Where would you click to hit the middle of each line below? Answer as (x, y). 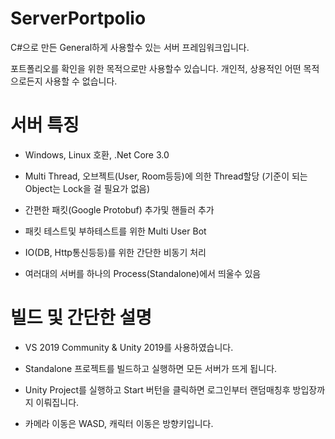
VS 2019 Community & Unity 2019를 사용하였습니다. (129, 347)
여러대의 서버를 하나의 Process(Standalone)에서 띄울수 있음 (143, 273)
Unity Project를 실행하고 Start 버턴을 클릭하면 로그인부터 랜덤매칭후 (157, 389)
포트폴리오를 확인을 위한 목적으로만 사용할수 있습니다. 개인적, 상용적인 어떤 (156, 68)
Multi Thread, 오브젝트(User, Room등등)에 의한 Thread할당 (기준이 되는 (166, 176)
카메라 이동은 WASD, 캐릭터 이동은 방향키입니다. (119, 423)
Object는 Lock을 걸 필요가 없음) (87, 188)
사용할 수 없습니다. (81, 81)
